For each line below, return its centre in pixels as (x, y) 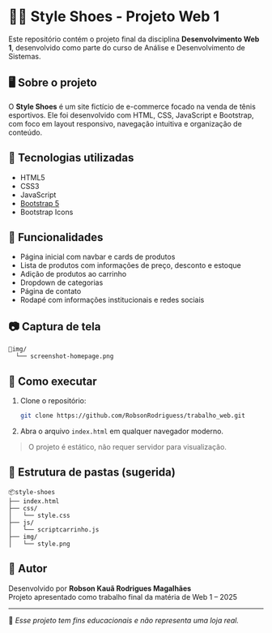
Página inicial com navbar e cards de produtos (98, 257)
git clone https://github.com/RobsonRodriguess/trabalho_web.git (132, 416)
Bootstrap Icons (47, 212)
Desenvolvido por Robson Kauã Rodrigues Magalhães (100, 588)
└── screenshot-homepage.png (65, 356)
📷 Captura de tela (55, 327)
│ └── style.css (39, 515)
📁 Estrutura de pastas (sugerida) (92, 473)
